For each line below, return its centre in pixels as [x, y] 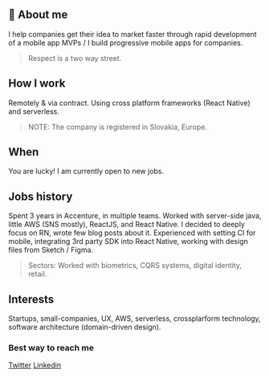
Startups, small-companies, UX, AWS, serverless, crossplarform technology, [134, 318]
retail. [37, 274]
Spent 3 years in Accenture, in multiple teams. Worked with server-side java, [135, 216]
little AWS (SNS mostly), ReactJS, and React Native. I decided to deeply [126, 225]
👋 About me [38, 15]
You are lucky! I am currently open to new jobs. [86, 171]
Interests [31, 299]
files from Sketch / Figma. [51, 250]
